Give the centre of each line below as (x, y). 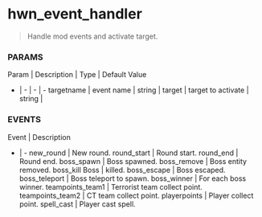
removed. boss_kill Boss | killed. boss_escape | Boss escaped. (122, 170)
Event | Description (39, 137)
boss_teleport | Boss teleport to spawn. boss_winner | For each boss (133, 178)
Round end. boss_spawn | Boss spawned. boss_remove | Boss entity (133, 161)
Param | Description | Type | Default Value (77, 75)
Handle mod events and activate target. (92, 36)
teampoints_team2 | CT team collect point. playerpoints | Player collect (136, 195)
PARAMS (25, 57)
